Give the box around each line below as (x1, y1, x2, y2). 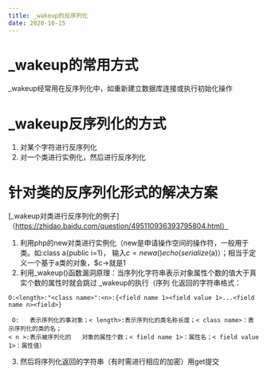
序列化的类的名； (14, 325, 62, 333)
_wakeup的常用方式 (8, 56, 139, 74)
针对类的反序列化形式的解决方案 (8, 183, 218, 202)
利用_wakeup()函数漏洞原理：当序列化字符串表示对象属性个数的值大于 (19, 268, 250, 278)
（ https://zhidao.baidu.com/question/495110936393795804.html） (8, 221, 230, 231)
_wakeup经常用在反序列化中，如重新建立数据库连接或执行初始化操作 (8, 84, 234, 93)
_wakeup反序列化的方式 (8, 115, 167, 132)
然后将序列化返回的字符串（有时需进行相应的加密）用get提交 (19, 356, 220, 367)
